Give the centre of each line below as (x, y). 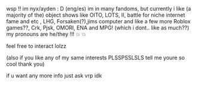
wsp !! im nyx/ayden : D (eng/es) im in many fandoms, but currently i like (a (99, 9)
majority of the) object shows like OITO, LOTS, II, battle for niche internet (96, 15)
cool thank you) (25, 64)
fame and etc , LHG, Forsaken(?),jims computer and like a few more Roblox (99, 21)
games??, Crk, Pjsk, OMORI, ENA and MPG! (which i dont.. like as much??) (98, 28)
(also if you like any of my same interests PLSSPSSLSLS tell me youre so (96, 57)
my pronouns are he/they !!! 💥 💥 (46, 34)
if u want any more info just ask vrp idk (54, 75)
